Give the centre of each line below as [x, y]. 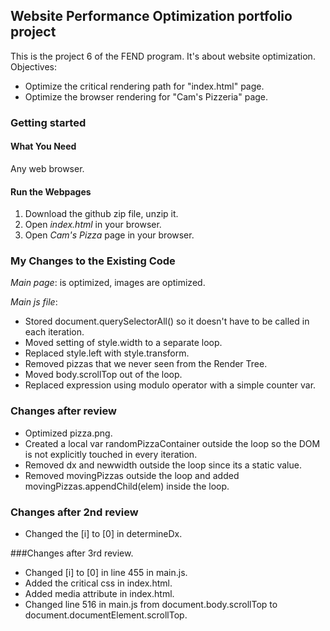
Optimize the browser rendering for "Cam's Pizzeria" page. [146, 96]
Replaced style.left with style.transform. [107, 353]
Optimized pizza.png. [68, 433]
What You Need [43, 146]
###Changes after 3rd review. [72, 553]
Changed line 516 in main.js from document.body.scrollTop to [151, 605]
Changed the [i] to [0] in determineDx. [103, 534]
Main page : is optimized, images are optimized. [108, 283]
